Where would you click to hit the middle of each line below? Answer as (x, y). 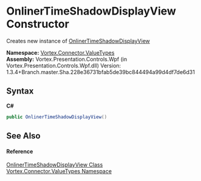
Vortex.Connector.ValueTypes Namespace (59, 171)
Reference (20, 151)
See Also (23, 136)
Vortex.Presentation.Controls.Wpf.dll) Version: (64, 66)
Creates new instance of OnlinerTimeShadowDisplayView (78, 41)
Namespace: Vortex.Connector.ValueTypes (60, 52)
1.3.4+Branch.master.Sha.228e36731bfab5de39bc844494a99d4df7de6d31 (101, 72)
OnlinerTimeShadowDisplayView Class (55, 165)
